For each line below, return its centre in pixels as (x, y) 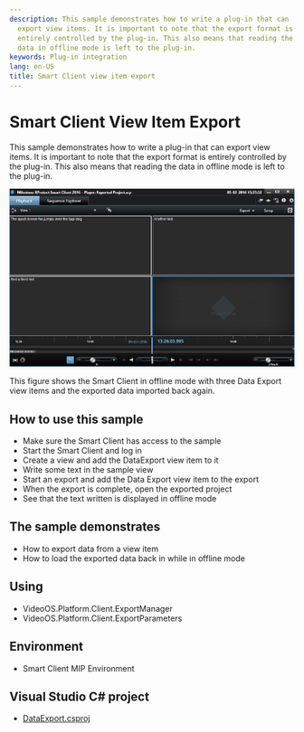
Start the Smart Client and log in (82, 451)
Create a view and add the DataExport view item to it (120, 460)
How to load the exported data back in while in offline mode (134, 558)
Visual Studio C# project (79, 696)
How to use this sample (76, 419)
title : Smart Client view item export (82, 77)
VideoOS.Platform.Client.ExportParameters (102, 618)
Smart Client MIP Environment (78, 668)
